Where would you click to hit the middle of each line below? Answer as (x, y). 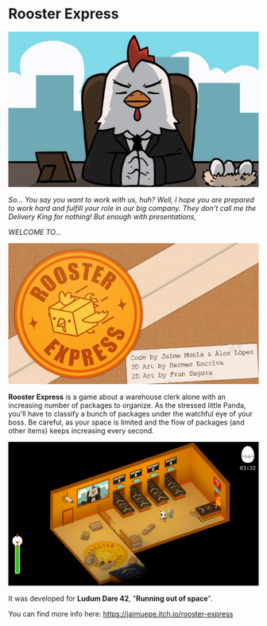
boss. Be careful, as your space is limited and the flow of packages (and (126, 422)
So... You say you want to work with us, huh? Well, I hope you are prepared (131, 199)
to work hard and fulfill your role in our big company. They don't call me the (132, 208)
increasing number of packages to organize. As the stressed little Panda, (127, 405)
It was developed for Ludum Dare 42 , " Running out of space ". (110, 598)
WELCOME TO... (35, 232)
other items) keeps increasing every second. (81, 431)
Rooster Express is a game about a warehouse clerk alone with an (117, 397)
